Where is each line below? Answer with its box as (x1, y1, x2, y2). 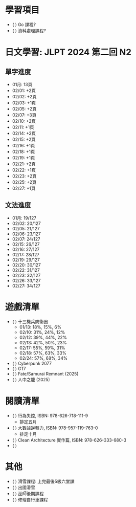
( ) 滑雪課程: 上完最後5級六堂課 (12, 478, 75, 484)
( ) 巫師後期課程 (12, 490, 44, 496)
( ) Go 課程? (12, 22, 36, 27)
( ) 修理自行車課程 (12, 497, 48, 503)
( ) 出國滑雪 (12, 485, 35, 490)
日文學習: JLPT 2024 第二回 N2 (5, 47, 132, 58)
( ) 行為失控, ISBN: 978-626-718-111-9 (12, 413, 88, 419)
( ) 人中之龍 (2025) (12, 376, 50, 382)
